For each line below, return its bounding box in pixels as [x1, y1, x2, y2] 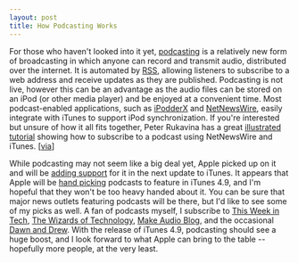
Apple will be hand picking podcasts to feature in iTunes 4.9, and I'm [9, 177, 261, 187]
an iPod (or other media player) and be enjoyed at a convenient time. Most [9, 93, 283, 103]
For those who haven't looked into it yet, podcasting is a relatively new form [9, 45, 287, 56]
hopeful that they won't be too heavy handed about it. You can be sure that [9, 186, 286, 197]
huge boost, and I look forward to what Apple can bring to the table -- [9, 234, 266, 244]
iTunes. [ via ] [9, 140, 55, 152]
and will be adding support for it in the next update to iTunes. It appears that [9, 167, 289, 178]
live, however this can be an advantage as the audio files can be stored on [9, 84, 283, 95]
